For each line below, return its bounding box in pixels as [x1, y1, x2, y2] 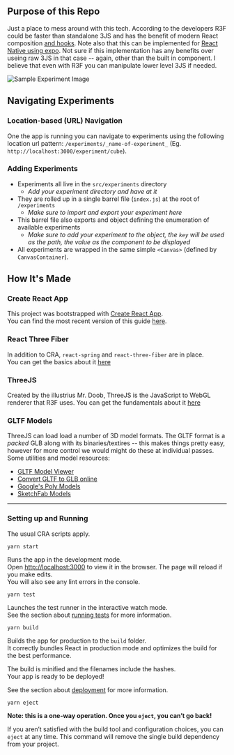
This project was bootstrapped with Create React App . [7, 310, 164, 318]
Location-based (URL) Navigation [7, 116, 123, 126]
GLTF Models [7, 416, 53, 425]
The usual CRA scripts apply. [7, 530, 91, 538]
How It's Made [7, 273, 72, 285]
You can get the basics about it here [7, 357, 111, 366]
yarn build [7, 624, 39, 631]
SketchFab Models [17, 490, 71, 498]
